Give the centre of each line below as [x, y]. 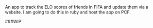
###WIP [13, 21]
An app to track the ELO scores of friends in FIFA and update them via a [77, 7]
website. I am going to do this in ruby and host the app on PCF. [68, 12]
